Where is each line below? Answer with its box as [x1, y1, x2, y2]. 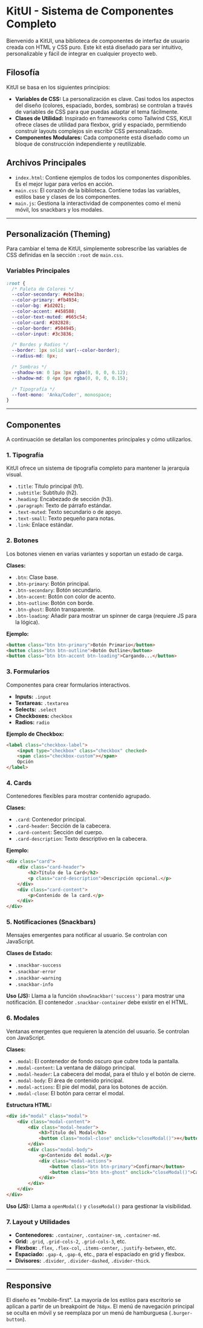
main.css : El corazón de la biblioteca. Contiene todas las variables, [14, 186, 181, 194]
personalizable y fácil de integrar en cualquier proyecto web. [6, 50, 158, 57]
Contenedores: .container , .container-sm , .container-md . [14, 1231, 161, 1239]
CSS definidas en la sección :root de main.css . [6, 251, 124, 259]
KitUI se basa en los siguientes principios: [6, 83, 111, 91]
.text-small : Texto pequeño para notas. [14, 515, 115, 522]
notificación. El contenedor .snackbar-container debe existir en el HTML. [6, 999, 188, 1006]
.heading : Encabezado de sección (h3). [14, 496, 114, 503]
